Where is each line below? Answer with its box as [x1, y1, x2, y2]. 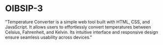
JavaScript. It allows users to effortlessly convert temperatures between [5, 24, 151, 30]
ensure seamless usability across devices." [5, 34, 92, 40]
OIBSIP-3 [5, 3, 43, 14]
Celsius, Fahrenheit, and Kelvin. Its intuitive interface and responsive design [5, 29, 159, 35]
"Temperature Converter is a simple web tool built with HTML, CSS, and [5, 19, 150, 25]
